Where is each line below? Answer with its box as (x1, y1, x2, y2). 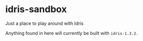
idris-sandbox (5, 4, 67, 15)
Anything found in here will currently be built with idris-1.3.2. (5, 30, 139, 36)
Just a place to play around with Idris (5, 20, 84, 26)
